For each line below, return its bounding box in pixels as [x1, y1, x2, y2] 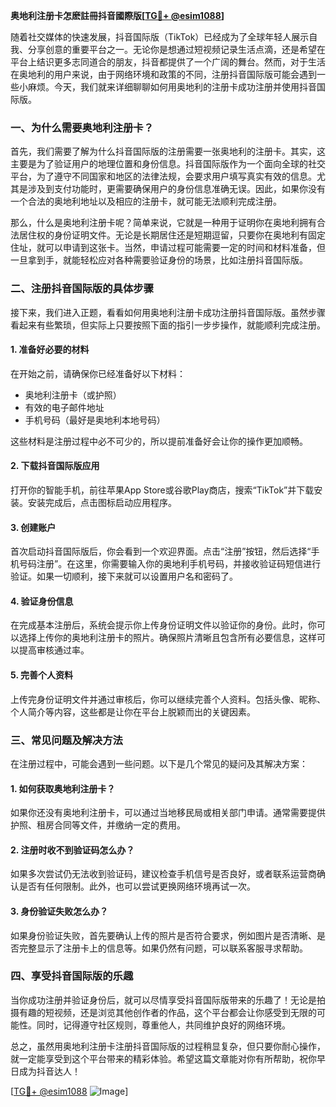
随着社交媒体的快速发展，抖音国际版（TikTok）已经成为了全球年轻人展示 [10, 31, 310, 43]
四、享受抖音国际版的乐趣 [10, 969, 134, 983]
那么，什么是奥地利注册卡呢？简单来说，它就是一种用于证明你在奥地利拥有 [10, 217, 317, 229]
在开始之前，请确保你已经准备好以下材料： [10, 367, 186, 379]
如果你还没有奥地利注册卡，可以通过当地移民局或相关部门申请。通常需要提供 [10, 807, 326, 819]
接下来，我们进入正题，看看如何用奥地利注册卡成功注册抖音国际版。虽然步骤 [10, 306, 326, 318]
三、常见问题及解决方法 [10, 733, 123, 747]
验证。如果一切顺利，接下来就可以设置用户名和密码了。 [10, 570, 238, 583]
